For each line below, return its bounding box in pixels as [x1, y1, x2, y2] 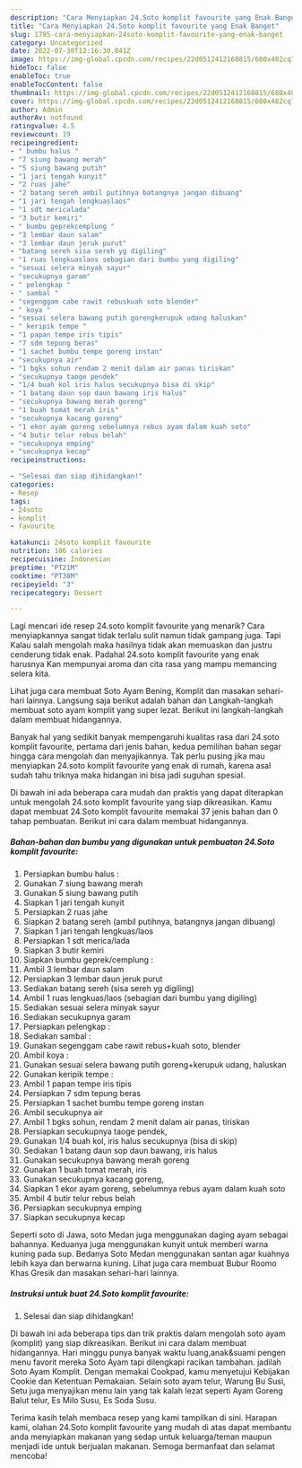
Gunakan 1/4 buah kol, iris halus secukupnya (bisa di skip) [22, 1136, 238, 1147]
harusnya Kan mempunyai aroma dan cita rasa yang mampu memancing [10, 659, 277, 670]
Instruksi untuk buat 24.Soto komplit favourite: [10, 1288, 189, 1298]
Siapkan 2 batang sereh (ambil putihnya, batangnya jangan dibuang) [22, 917, 276, 927]
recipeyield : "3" [10, 580, 75, 589]
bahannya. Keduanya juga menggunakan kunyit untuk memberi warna [10, 1239, 269, 1250]
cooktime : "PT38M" [10, 571, 79, 580]
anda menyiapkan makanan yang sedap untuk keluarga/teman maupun [10, 1431, 272, 1442]
